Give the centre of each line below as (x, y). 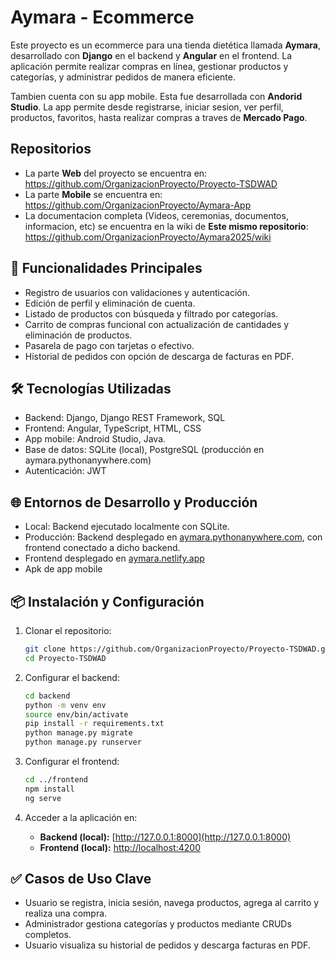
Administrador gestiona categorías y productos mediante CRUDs (158, 924)
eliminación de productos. (78, 335)
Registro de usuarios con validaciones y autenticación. (137, 292)
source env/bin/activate (76, 714)
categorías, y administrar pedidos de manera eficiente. (123, 77)
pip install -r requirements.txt (94, 724)
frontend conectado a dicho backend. (102, 548)
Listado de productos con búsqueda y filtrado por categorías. (151, 313)
